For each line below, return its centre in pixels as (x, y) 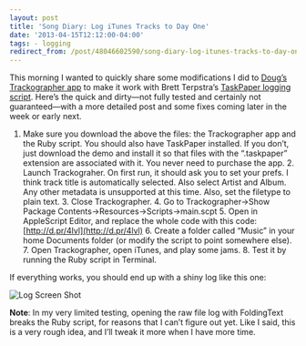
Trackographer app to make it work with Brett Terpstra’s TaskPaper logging (150, 87)
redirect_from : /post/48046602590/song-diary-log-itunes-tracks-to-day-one (156, 52)
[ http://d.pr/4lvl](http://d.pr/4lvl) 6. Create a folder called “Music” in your (158, 231)
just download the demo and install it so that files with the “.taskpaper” (155, 153)
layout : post (34, 18)
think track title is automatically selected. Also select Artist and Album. (154, 182)
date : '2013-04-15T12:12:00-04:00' (77, 35)
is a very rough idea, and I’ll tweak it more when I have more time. (133, 332)
